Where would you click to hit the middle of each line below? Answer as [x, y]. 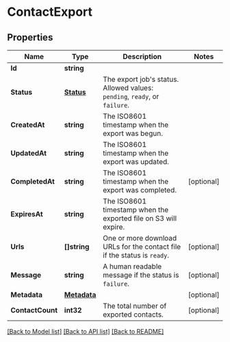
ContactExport [50, 12]
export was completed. [139, 190]
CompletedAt [33, 181]
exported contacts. [133, 315]
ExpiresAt [27, 214]
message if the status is [141, 275]
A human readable [132, 266]
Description [142, 57]
